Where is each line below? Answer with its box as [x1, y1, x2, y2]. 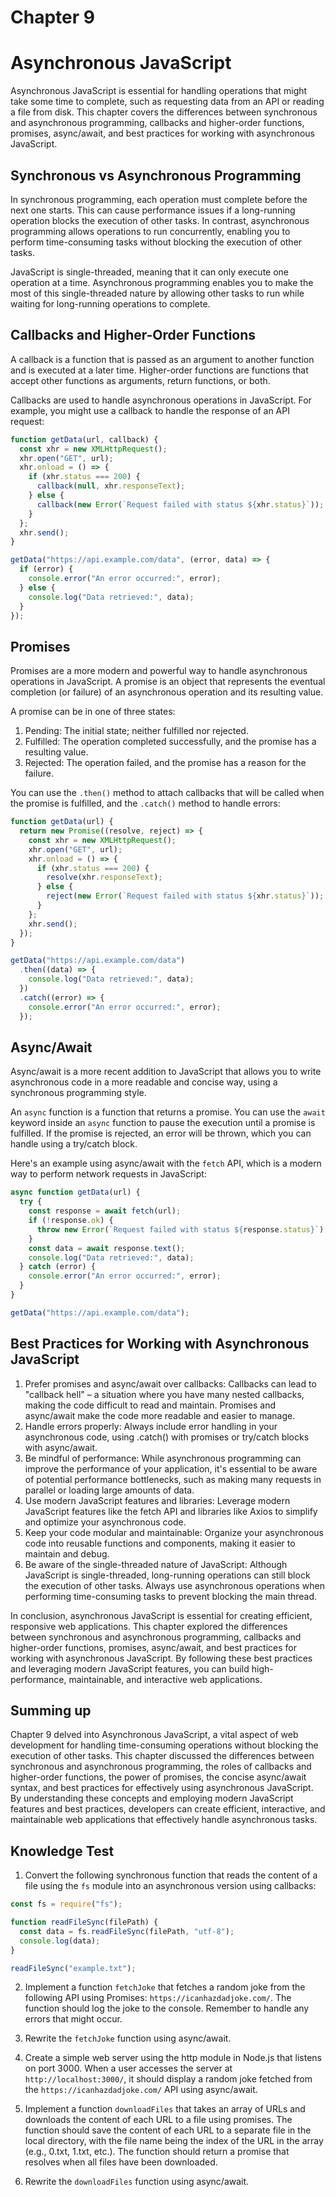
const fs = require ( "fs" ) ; [10, 1899, 123, 1910]
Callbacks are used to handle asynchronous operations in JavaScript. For [10, 394, 312, 406]
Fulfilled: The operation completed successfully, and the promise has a [24, 736, 317, 748]
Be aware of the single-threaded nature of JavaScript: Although [24, 1558, 288, 1570]
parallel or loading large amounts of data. [24, 1484, 195, 1496]
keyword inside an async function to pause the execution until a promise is [10, 1117, 316, 1129]
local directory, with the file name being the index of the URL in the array [24, 2135, 324, 2147]
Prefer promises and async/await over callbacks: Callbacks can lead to [24, 1377, 317, 1390]
